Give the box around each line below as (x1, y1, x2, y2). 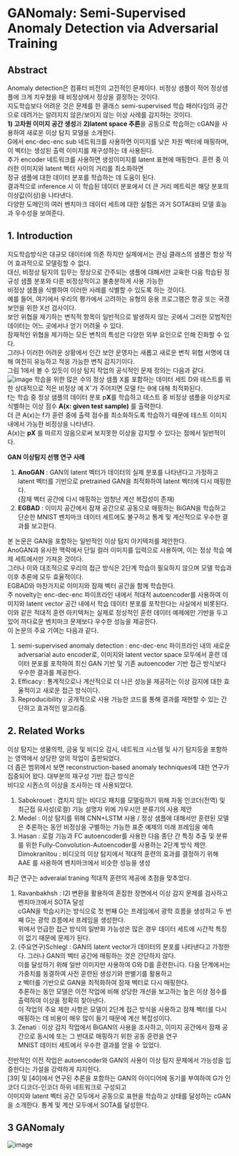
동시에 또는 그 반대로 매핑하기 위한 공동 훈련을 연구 (36, 1032, 178, 1040)
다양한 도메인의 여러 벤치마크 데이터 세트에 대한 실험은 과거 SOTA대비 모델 (7, 200, 214, 208)
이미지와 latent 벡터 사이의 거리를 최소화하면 (20, 164, 144, 172)
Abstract (7, 64, 48, 76)
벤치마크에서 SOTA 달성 (17, 897, 84, 906)
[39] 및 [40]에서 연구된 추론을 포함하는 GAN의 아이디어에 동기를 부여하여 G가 (7, 1074, 223, 1082)
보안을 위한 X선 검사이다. (7, 303, 77, 312)
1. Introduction (7, 230, 73, 242)
